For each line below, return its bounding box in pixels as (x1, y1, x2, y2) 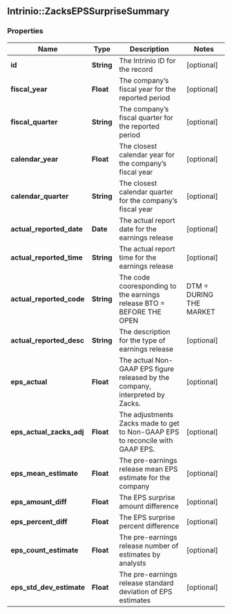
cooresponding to (119, 281, 177, 291)
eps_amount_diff (10, 497, 67, 506)
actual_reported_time (10, 252, 83, 262)
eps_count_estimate (10, 545, 79, 555)
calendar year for (119, 150, 175, 160)
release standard (119, 578, 174, 588)
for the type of (119, 335, 166, 345)
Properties (7, 26, 43, 36)
